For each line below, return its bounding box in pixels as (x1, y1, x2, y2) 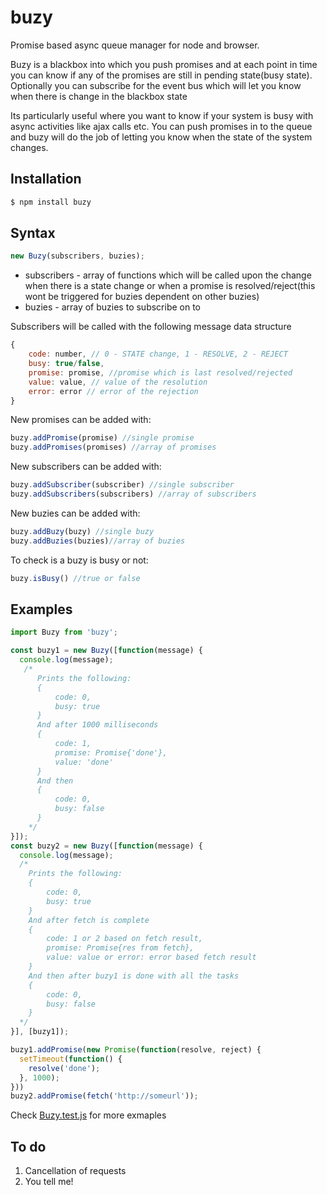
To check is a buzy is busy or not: (10, 554, 149, 566)
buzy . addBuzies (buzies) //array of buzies (10, 536, 186, 546)
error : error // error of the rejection (28, 386, 199, 396)
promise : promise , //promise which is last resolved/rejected (28, 367, 293, 378)
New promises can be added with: (10, 414, 152, 426)
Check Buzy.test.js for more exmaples (10, 1109, 167, 1121)
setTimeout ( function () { (19, 1054, 123, 1064)
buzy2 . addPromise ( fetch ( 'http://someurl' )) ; (10, 1091, 199, 1101)
